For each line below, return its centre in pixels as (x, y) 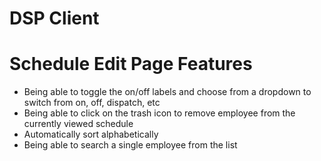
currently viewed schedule (78, 124)
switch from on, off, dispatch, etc (92, 103)
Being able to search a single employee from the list (130, 145)
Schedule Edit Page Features (131, 64)
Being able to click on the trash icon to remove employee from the (159, 113)
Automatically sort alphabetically (91, 134)
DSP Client (54, 18)
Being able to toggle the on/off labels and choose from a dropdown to (167, 92)
